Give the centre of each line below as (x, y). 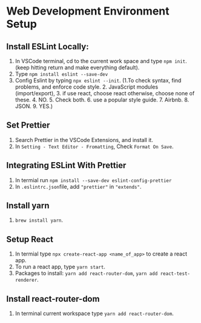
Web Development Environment (88, 11)
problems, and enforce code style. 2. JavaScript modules (87, 87)
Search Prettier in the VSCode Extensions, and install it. (84, 140)
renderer (26, 280)
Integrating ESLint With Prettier (66, 165)
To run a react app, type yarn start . (60, 267)
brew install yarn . (39, 220)
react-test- (175, 274)
